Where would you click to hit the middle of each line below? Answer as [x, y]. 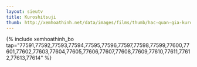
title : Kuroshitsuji [31, 17]
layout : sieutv [25, 11]
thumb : [14, 22]
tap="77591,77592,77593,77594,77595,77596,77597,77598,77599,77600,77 [98, 45]
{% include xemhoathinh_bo [40, 39]
